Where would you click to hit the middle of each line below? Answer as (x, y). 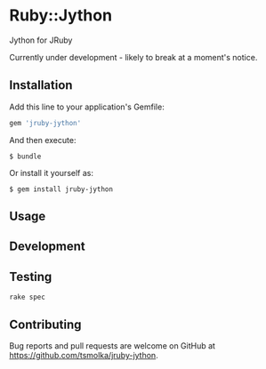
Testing (31, 277)
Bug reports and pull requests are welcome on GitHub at (113, 346)
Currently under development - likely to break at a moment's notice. (133, 57)
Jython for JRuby (41, 40)
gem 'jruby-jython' (45, 123)
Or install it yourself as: (51, 172)
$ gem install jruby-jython (61, 189)
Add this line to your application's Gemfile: (87, 107)
